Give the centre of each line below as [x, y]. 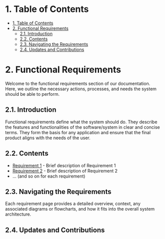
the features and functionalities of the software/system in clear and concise [82, 127]
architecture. [18, 214]
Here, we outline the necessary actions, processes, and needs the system [81, 89]
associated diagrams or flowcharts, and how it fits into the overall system [80, 209]
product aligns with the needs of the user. [48, 138]
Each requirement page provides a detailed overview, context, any [73, 204]
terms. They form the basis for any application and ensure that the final [78, 132]
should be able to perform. [32, 94]
